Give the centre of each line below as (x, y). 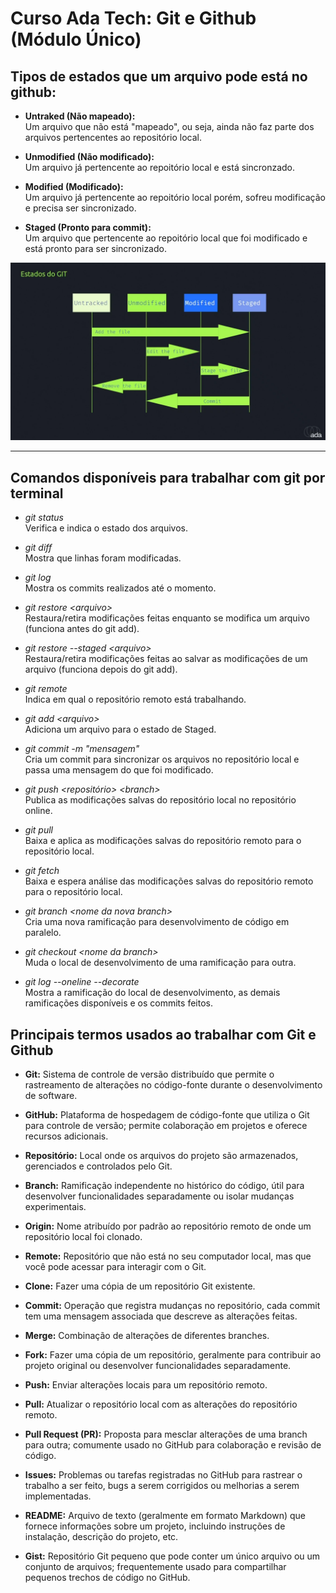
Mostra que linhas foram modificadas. (103, 558)
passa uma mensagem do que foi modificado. (119, 770)
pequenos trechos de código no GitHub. (107, 1578)
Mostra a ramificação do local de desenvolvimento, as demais (152, 993)
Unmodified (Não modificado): (89, 156)
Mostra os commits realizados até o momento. (120, 588)
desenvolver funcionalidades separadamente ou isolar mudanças (159, 1196)
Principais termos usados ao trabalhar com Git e (163, 1034)
